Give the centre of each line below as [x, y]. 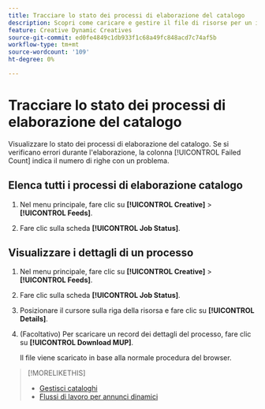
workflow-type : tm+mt [44, 45]
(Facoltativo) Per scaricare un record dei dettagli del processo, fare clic [135, 334]
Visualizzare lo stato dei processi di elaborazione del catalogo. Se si [119, 143]
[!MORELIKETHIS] [56, 373]
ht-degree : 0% [32, 60]
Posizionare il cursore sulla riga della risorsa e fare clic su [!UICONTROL [137, 310]
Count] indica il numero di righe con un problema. [89, 160]
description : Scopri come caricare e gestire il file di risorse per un [130, 23]
